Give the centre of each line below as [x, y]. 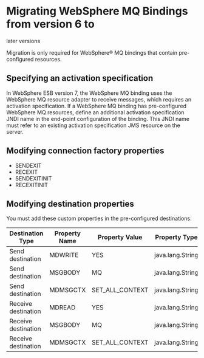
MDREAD [63, 308]
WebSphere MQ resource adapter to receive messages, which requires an [99, 99]
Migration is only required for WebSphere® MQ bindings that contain [92, 52]
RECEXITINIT [32, 185]
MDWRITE [64, 255]
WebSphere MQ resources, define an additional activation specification [95, 112]
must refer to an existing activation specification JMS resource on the [93, 125]
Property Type [176, 237]
